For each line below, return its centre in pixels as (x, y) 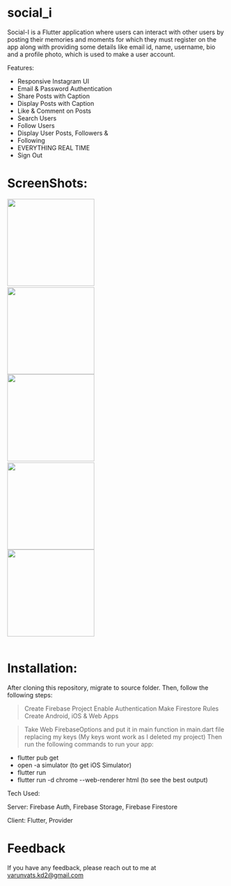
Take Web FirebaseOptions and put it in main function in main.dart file (124, 729)
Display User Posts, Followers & (63, 133)
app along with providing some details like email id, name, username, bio (111, 47)
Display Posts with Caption (56, 103)
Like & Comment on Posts (54, 111)
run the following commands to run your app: (89, 744)
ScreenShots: (48, 183)
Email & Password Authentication (65, 88)
